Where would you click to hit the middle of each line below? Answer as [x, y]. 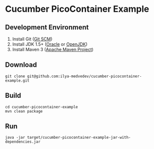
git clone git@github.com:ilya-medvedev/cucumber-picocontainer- [73, 76]
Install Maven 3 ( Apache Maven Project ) [53, 49]
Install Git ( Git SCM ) [32, 39]
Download [21, 65]
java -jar [15, 138]
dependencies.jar [23, 142]
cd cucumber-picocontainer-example [42, 107]
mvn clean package [24, 111]
